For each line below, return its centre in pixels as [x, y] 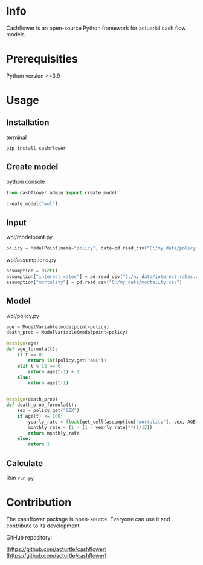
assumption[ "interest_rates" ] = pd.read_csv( [64, 277]
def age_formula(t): [32, 349]
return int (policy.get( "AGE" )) [67, 360]
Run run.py [20, 478]
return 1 [39, 444]
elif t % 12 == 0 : [40, 366]
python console [26, 181]
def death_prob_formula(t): [42, 405]
